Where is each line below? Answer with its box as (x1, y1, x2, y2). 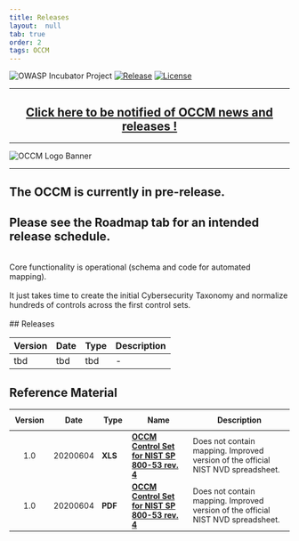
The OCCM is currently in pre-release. (9, 184, 225, 200)
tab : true (9, 29, 46, 38)
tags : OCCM (9, 46, 50, 55)
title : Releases (9, 12, 69, 22)
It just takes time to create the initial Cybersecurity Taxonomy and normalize (9, 290, 288, 301)
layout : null (9, 21, 62, 30)
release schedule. (9, 229, 111, 244)
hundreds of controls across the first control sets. (9, 300, 191, 311)
